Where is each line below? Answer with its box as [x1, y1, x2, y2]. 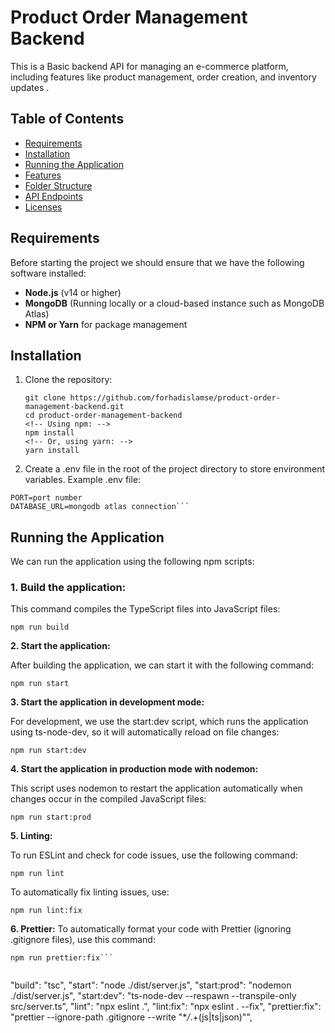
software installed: [10, 267, 87, 279]
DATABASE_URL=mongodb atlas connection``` [10, 502, 190, 512]
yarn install [24, 446, 80, 456]
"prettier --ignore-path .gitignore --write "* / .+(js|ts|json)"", [10, 1011, 253, 1023]
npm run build [10, 622, 70, 633]
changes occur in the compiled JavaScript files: [10, 793, 207, 805]
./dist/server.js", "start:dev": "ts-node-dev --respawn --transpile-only [10, 990, 297, 1002]
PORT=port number [10, 493, 83, 503]
